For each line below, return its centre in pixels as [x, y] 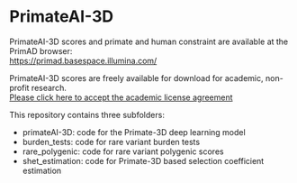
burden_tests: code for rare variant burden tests [111, 142]
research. [49, 87]
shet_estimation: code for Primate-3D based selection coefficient [143, 160]
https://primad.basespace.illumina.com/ [83, 60]
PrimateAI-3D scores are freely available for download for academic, [136, 78]
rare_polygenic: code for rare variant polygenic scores [123, 151]
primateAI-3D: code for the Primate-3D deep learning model [134, 132]
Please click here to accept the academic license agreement [121, 97]
